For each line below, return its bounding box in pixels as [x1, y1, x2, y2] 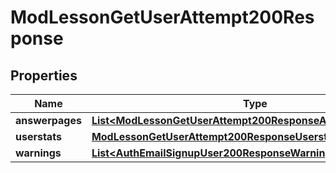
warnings [15, 146, 62, 160]
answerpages [15, 114, 82, 127]
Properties [10, 67, 78, 84]
